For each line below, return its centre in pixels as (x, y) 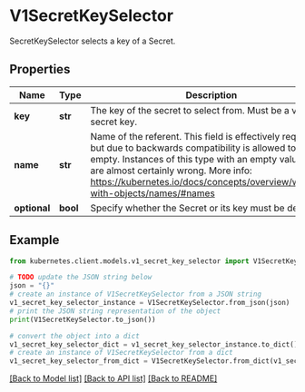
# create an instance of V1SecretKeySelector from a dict (121, 353)
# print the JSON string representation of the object (115, 311)
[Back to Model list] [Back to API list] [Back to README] (113, 378)
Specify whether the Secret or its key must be (187, 208)
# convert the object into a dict (75, 336)
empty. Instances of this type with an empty (184, 159)
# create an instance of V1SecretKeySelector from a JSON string (135, 294)
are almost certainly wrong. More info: (171, 171)
